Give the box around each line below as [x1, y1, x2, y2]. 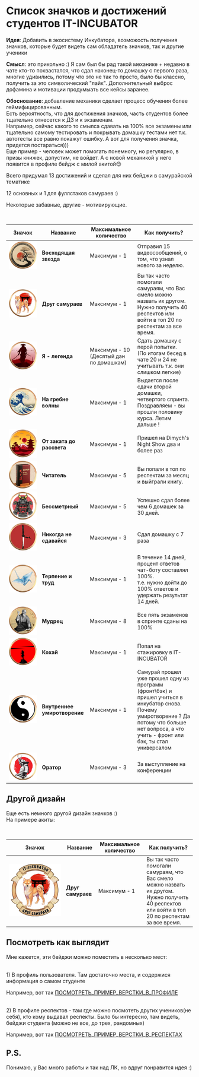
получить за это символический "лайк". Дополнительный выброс [6, 79, 173, 87]
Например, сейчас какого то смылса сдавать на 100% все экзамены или [6, 122, 192, 129]
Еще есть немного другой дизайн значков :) [6, 809, 117, 817]
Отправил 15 [137, 242, 171, 250]
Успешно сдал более [137, 496, 190, 503]
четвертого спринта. [137, 396, 190, 403]
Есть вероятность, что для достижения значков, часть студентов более [6, 110, 188, 117]
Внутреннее [41, 703, 74, 710]
